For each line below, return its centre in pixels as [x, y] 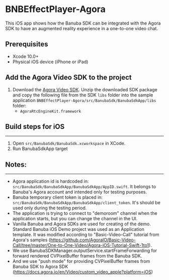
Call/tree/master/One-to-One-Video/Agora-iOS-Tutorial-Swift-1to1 [81, 245]
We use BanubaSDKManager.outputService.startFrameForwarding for [85, 251]
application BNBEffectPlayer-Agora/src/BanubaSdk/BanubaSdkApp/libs [84, 100]
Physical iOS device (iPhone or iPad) [50, 62]
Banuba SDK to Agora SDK [40, 266]
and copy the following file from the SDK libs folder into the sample [83, 95]
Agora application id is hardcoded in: [51, 181]
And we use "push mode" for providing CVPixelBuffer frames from [81, 261]
